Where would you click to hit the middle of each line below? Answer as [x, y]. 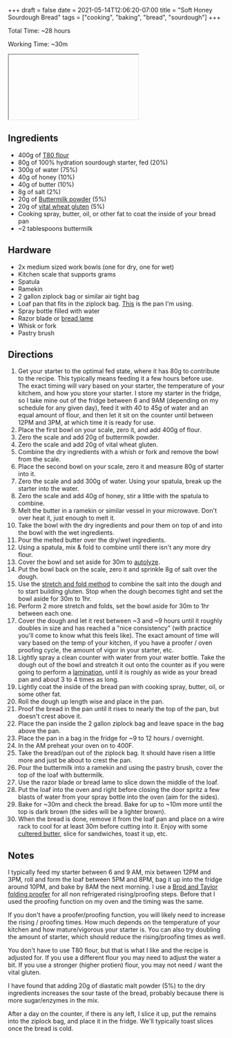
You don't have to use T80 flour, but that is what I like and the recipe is [108, 950]
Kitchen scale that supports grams [67, 274]
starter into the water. [48, 489]
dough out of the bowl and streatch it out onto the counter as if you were [121, 665]
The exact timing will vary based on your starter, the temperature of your [121, 386]
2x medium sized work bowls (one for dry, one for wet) [96, 267]
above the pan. [39, 731]
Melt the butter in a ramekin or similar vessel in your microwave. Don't [117, 511]
